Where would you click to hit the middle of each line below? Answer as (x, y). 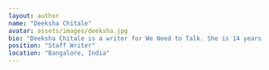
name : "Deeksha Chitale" (50, 23)
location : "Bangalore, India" (59, 53)
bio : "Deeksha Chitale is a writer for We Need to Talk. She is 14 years (135, 38)
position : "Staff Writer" (52, 46)
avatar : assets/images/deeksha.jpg (68, 31)
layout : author (34, 16)
